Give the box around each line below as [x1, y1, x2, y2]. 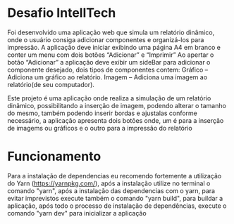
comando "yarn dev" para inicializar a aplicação [7, 209, 147, 217]
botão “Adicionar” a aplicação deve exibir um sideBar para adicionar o [7, 58, 211, 66]
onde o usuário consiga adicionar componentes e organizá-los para [7, 35, 204, 44]
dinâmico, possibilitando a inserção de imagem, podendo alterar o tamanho [7, 101, 227, 110]
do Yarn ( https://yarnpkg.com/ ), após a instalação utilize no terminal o [7, 179, 211, 187]
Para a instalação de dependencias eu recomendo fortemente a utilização [7, 171, 222, 180]
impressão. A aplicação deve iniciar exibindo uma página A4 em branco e [7, 43, 221, 51]
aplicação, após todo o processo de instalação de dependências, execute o [7, 202, 227, 210]
